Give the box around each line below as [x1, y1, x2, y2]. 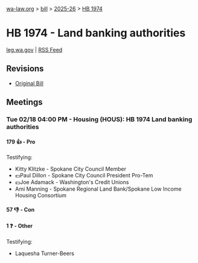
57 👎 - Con [6, 206, 35, 213]
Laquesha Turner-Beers [14, 250, 74, 257]
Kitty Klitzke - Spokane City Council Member [14, 165, 127, 173]
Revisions [6, 63, 44, 74]
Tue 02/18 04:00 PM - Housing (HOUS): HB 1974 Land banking [6, 115, 193, 124]
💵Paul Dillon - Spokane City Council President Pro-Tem [14, 172, 153, 179]
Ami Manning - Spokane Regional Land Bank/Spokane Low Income [14, 185, 182, 192]
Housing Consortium [14, 192, 67, 199]
